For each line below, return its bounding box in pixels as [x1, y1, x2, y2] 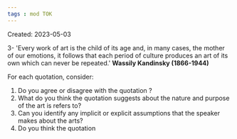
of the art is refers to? [17, 101, 82, 110]
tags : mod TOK [7, 10, 53, 18]
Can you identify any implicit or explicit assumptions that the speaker [17, 109, 221, 117]
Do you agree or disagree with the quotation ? [17, 86, 152, 94]
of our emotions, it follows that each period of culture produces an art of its [7, 51, 228, 60]
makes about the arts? [17, 116, 83, 125]
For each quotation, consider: [7, 72, 94, 81]
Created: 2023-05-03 [7, 30, 71, 38]
